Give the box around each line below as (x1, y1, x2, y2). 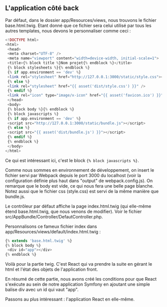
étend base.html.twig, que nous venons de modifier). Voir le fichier (5, 208, 142, 214)
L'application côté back (5, 4, 79, 12)
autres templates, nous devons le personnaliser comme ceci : (5, 27, 131, 34)
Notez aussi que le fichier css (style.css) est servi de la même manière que (5, 188, 159, 194)
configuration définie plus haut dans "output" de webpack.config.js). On (5, 178, 153, 184)
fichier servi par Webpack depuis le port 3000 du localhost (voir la (5, 172, 141, 178)
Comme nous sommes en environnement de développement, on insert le (5, 167, 155, 173)
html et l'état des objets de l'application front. (5, 266, 98, 273)
